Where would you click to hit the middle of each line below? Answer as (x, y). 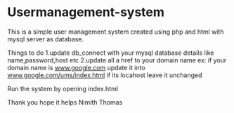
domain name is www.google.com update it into (76, 67)
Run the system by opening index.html (63, 88)
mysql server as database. (46, 39)
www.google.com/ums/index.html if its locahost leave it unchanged (105, 75)
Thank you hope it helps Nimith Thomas (65, 102)
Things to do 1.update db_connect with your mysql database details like (111, 53)
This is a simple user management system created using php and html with (116, 32)
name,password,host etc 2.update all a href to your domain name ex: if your (117, 60)
